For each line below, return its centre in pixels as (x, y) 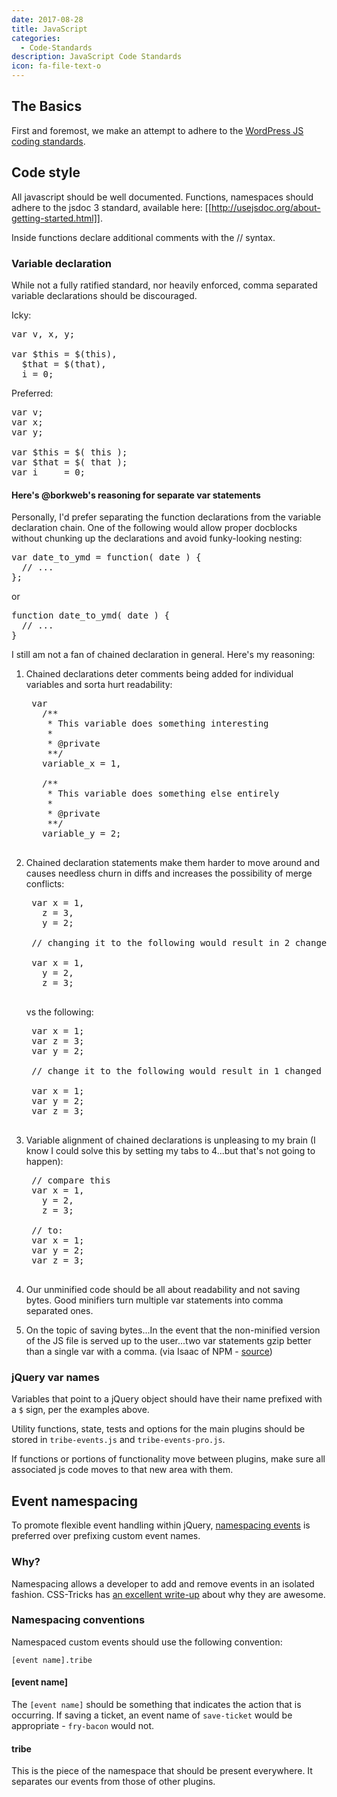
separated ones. (59, 1311)
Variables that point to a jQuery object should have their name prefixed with (167, 1399)
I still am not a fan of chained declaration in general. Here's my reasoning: (163, 655)
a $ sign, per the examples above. (80, 1410)
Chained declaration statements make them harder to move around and (173, 863)
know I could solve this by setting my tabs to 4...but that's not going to (170, 1151)
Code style (46, 172)
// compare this (71, 1180)
